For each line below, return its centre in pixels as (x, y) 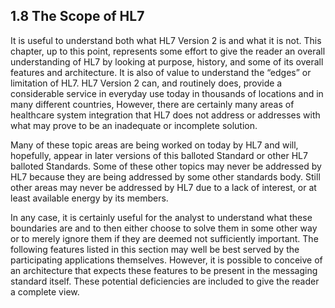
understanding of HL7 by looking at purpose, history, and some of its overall (167, 61)
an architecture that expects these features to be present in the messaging (164, 270)
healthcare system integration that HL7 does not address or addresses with (165, 115)
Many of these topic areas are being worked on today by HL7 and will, (154, 145)
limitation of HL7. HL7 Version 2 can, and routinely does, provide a (146, 83)
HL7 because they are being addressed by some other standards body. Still (165, 176)
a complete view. (45, 291)
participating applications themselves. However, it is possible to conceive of (166, 260)
